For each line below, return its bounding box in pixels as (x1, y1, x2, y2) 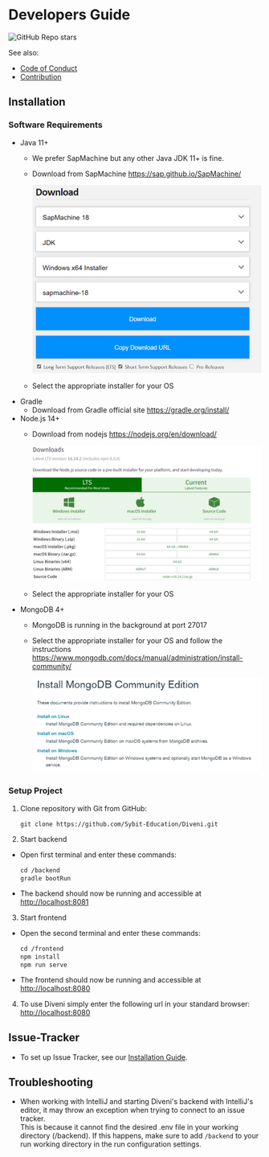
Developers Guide (8, 6, 131, 24)
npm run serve (19, 961, 67, 969)
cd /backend (19, 866, 60, 874)
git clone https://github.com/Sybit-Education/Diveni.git (19, 820, 218, 828)
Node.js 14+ (19, 413, 60, 423)
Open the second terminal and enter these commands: (19, 928, 201, 937)
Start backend (19, 834, 67, 843)
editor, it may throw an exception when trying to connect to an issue (19, 1106, 245, 1115)
